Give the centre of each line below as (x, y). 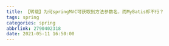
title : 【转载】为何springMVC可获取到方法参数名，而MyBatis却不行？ (85, 12)
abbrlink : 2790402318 (34, 28)
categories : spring (31, 23)
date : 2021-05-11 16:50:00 (40, 34)
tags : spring (23, 17)
